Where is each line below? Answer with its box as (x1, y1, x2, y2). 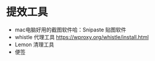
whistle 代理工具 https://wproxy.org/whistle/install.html (14, 33, 149, 40)
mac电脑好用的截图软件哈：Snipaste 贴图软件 (14, 26, 126, 33)
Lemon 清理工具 (14, 41, 55, 48)
